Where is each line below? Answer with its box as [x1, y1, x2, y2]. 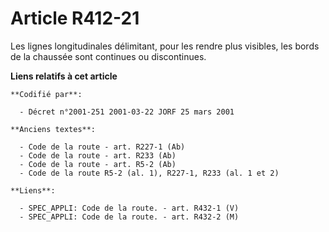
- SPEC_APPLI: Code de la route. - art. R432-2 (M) [19, 212, 240, 222]
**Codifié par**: [10, 89, 83, 99]
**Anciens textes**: [10, 124, 97, 134]
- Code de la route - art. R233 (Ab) [19, 150, 177, 161]
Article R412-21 [10, 7, 140, 30]
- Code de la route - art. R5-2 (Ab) [19, 159, 177, 169]
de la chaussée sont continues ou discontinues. [10, 50, 207, 62]
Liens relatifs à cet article [10, 70, 118, 82]
